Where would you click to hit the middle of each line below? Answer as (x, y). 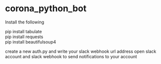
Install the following (25, 22)
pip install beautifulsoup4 (31, 42)
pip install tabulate (23, 31)
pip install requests (24, 37)
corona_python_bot (46, 9)
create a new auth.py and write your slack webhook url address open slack (81, 51)
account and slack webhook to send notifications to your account (71, 56)
